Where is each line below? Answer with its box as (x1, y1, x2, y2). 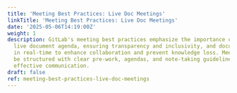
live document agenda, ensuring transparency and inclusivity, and (13, 43, 217, 50)
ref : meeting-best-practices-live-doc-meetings (7, 75, 150, 83)
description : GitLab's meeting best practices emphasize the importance (7, 36, 226, 43)
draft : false (7, 69, 46, 76)
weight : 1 (7, 29, 37, 37)
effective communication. (13, 62, 90, 69)
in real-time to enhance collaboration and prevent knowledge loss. (13, 50, 219, 57)
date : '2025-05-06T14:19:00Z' (7, 23, 97, 30)
